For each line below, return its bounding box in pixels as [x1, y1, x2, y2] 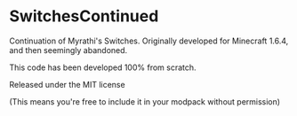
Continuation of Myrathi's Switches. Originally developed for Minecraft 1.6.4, [9, 35, 289, 46]
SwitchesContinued [9, 6, 159, 27]
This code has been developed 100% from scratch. [9, 62, 197, 73]
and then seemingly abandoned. [9, 44, 128, 55]
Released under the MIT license [9, 79, 126, 89]
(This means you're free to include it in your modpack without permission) [9, 96, 281, 107]
